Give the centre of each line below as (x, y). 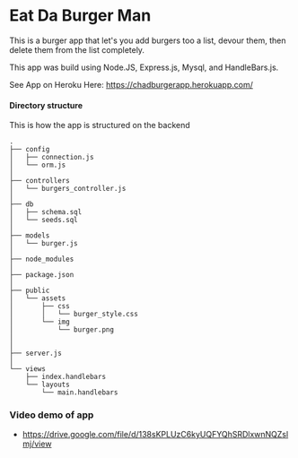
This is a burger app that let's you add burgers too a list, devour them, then (148, 40)
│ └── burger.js (44, 244)
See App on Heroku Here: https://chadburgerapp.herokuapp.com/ (131, 84)
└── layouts (48, 385)
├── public (30, 291)
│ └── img (39, 322)
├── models (30, 236)
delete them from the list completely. (77, 49)
